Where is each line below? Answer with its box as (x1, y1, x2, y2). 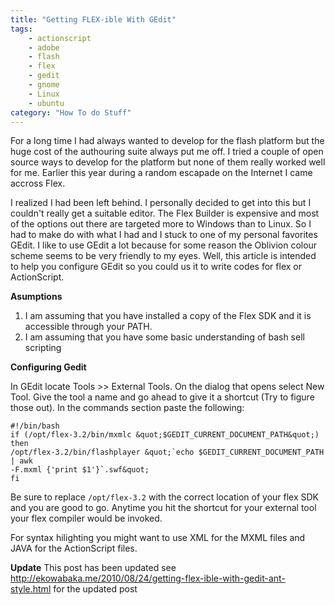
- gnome (28, 80, 60, 90)
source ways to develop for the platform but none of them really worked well (10, 156, 326, 168)
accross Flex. (10, 177, 66, 190)
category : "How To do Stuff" (10, 107, 132, 118)
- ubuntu (28, 98, 65, 108)
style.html (10, 583, 52, 595)
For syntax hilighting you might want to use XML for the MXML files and (10, 532, 306, 544)
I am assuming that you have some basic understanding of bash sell (24, 331, 305, 343)
